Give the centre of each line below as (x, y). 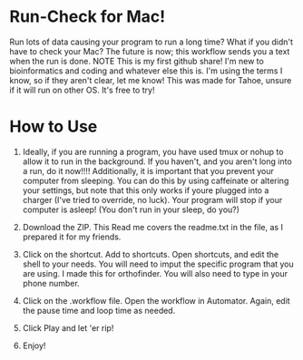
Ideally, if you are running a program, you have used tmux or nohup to (153, 151)
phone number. (51, 283)
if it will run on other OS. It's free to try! (82, 90)
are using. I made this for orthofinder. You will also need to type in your (155, 273)
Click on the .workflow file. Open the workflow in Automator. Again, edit (156, 300)
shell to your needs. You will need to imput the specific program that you (158, 264)
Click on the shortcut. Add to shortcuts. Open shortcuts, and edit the (151, 254)
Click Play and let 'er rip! (68, 327)
